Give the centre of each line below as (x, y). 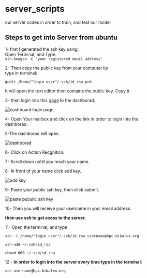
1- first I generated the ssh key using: (42, 49)
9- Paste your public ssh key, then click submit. (52, 190)
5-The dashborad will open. (32, 133)
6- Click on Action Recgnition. (35, 152)
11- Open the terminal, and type (36, 227)
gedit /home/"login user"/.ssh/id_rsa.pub (48, 82)
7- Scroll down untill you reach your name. (47, 161)
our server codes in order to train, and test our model (58, 22)
